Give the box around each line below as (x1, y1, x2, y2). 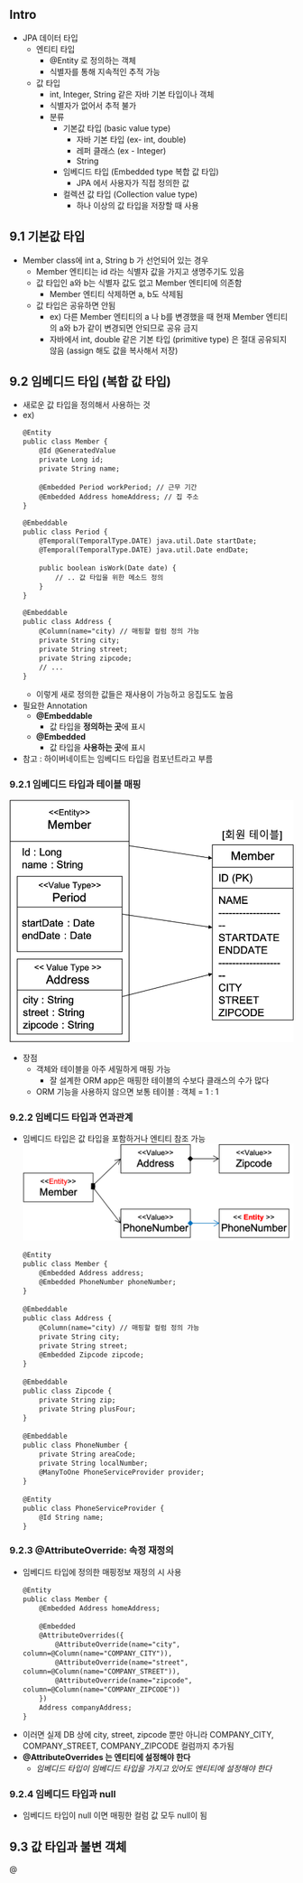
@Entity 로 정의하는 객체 (49, 54, 137, 66)
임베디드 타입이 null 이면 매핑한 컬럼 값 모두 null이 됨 (22, 1810, 207, 1821)
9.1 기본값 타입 (9, 229, 86, 245)
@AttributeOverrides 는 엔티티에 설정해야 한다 (22, 1751, 191, 1762)
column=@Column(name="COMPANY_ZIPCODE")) (22, 1684, 180, 1694)
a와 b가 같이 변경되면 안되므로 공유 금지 (59, 322, 198, 333)
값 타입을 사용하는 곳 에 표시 (49, 742, 146, 753)
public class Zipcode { (22, 1386, 113, 1395)
